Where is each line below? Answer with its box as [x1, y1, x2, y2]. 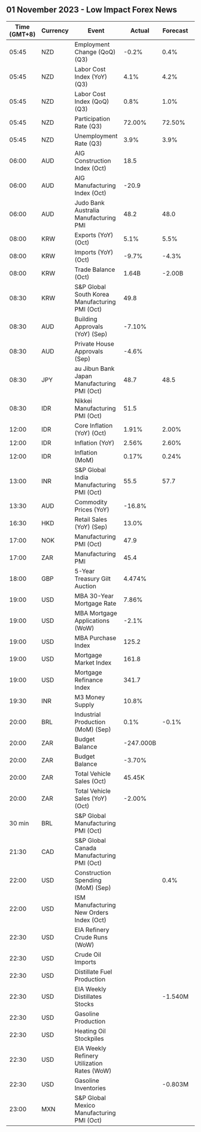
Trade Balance [74, 265, 115, 274]
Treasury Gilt [74, 574, 111, 583]
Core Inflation [74, 421, 113, 430]
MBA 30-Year [74, 591, 114, 600]
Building [74, 315, 98, 323]
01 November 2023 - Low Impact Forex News [6, 5, 178, 15]
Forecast [162, 26, 188, 35]
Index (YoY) [74, 72, 108, 80]
